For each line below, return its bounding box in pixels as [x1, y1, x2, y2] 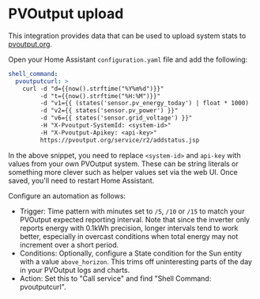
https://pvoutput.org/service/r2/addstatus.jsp [40, 136, 200, 144]
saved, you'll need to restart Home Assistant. [8, 176, 155, 185]
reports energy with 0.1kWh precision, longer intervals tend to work [19, 223, 239, 233]
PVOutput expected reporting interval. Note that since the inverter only [19, 214, 251, 224]
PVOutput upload [8, 5, 124, 23]
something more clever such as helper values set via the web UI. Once [8, 167, 239, 176]
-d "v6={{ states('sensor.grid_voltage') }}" [40, 114, 193, 123]
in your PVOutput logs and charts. [19, 265, 130, 274]
